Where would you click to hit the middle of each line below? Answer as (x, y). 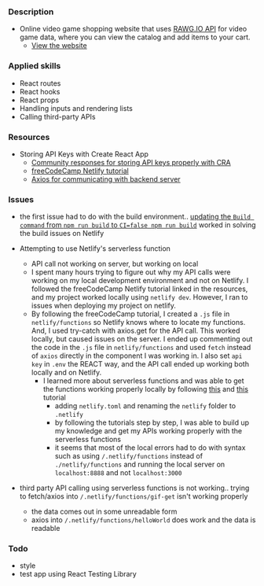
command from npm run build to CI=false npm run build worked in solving (138, 225)
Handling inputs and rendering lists (76, 108)
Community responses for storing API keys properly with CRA (131, 162)
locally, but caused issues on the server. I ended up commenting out (142, 339)
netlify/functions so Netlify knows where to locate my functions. (138, 322)
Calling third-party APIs (57, 116)
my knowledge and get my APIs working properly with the (148, 431)
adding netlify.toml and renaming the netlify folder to (145, 406)
